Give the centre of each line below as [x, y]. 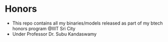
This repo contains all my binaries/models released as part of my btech [87, 23]
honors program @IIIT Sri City [44, 28]
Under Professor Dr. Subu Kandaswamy [54, 34]
